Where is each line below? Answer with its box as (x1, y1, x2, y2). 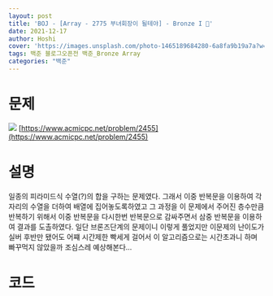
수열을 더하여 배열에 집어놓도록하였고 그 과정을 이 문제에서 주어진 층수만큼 (29, 201, 265, 211)
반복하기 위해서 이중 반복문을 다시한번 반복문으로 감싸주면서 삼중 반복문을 (8, 211, 241, 221)
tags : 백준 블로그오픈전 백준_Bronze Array (8, 50, 141, 58)
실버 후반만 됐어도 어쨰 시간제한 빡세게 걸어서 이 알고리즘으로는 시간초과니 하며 (8, 232, 258, 242)
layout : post (8, 11, 53, 20)
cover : (8, 42, 31, 50)
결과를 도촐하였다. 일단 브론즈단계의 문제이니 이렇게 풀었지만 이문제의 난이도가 (16, 221, 265, 232)
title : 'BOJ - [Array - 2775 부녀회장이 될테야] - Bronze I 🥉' (8, 20, 214, 28)
